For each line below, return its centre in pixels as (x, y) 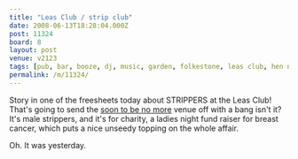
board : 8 (25, 42)
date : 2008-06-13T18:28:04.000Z (69, 26)
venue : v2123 (33, 58)
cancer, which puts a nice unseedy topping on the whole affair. (124, 128)
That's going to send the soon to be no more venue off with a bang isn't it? (145, 109)
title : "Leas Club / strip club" (71, 17)
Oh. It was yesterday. (48, 145)
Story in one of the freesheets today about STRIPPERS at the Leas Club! (141, 100)
